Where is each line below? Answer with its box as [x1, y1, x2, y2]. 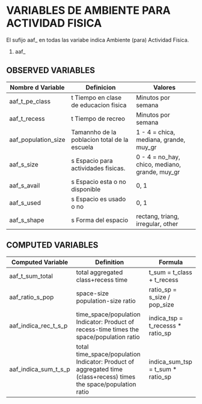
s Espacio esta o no [71, 177, 126, 186]
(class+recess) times [76, 372, 136, 381]
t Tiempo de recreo [71, 114, 125, 123]
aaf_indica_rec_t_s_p [9, 321, 68, 329]
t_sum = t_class [148, 268, 192, 277]
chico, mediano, [136, 160, 182, 168]
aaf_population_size [9, 135, 66, 144]
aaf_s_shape [9, 216, 44, 224]
